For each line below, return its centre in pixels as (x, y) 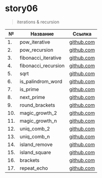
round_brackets (38, 105)
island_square (36, 152)
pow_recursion (37, 50)
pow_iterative (35, 42)
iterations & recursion (38, 22)
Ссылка (82, 33)
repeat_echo (34, 168)
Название (42, 33)
